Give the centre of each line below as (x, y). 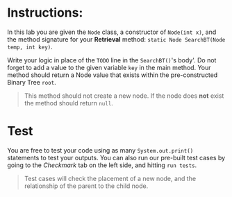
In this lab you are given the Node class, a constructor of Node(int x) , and (112, 32)
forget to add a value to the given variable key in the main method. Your (109, 67)
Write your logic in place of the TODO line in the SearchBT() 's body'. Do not (112, 60)
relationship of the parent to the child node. (86, 186)
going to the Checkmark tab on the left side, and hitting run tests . (102, 165)
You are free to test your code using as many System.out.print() (100, 150)
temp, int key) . (30, 46)
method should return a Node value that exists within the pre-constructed (113, 75)
